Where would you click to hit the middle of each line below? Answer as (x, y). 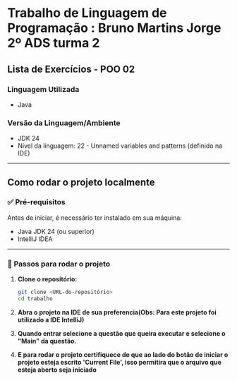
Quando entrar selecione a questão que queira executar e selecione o (121, 333)
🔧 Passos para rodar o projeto (59, 264)
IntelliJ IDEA (35, 239)
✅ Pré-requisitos (36, 202)
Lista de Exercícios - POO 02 (71, 69)
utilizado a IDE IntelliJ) (51, 320)
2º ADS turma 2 (54, 43)
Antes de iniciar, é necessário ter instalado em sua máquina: (95, 218)
